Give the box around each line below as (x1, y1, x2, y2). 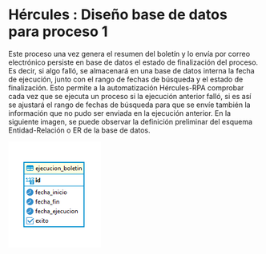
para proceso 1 (8, 22, 108, 41)
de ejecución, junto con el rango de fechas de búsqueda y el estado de (8, 74, 244, 84)
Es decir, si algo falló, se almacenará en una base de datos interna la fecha (8, 65, 255, 75)
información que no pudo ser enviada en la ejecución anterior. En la (8, 108, 231, 117)
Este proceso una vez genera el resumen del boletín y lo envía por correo (8, 49, 251, 58)
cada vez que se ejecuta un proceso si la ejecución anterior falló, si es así (8, 91, 252, 101)
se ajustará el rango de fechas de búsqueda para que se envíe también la (8, 100, 251, 109)
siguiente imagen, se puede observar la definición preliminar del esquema (8, 117, 253, 126)
